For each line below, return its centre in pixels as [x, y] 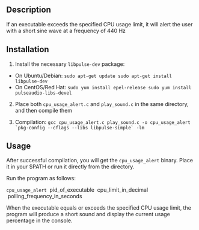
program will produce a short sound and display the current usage [88, 214]
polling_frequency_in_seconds [45, 196]
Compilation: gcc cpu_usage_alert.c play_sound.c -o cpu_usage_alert [103, 122]
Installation [28, 49]
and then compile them [44, 110]
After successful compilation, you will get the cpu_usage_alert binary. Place [100, 161]
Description [29, 10]
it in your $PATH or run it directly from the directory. [70, 167]
